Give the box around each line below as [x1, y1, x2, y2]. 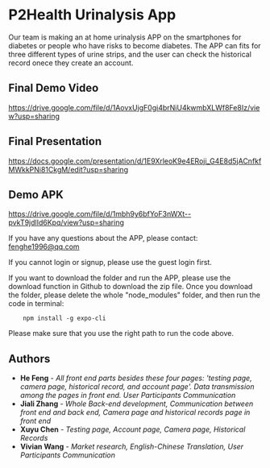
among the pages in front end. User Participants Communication [19, 391, 236, 400]
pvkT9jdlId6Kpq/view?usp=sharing [8, 217, 125, 227]
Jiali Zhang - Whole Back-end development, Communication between [19, 399, 254, 408]
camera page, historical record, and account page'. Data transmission [19, 382, 255, 391]
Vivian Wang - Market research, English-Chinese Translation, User [19, 441, 244, 452]
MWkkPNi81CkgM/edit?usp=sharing [8, 164, 129, 174]
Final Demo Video [8, 81, 99, 95]
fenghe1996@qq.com [8, 242, 80, 251]
